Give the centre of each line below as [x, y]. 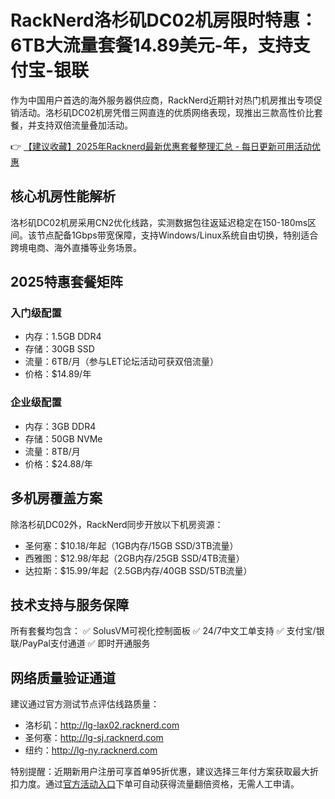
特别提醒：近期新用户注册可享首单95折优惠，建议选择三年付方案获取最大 [160, 772]
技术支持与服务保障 [69, 604]
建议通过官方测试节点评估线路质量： [85, 704]
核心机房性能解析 [63, 196]
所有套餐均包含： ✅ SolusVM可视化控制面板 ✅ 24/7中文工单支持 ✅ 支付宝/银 [167, 631]
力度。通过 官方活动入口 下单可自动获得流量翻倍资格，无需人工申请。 [159, 784]
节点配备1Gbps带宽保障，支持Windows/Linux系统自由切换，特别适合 [177, 235]
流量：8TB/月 [52, 451]
